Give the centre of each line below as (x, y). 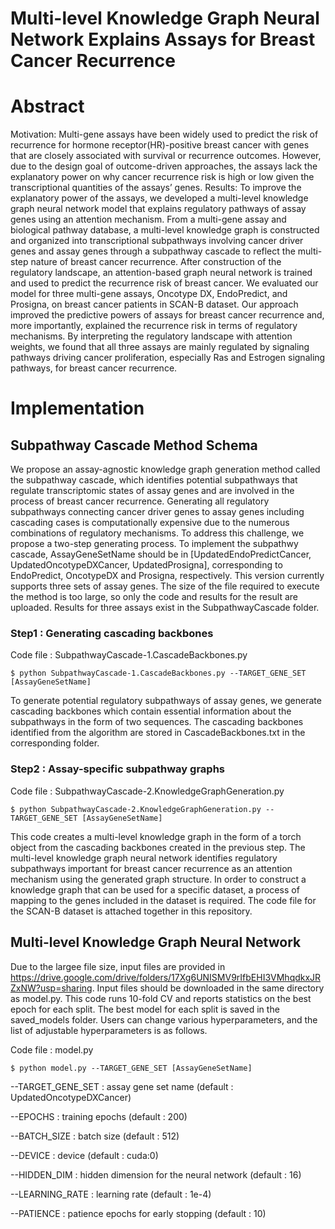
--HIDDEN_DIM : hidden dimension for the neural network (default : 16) (156, 1174)
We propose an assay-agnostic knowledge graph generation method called (165, 469)
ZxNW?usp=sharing (51, 988)
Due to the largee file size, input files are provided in (118, 966)
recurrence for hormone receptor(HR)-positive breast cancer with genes (160, 145)
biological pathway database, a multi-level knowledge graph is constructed (165, 230)
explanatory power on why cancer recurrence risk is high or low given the (162, 177)
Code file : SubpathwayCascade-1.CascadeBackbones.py (129, 655)
